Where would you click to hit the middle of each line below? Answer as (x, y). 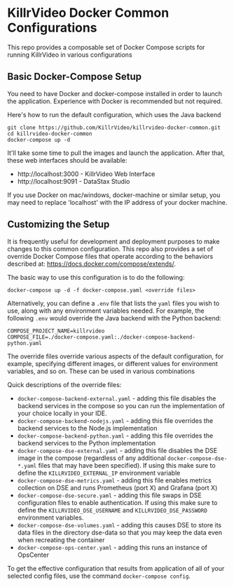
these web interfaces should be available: (67, 160)
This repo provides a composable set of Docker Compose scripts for (106, 47)
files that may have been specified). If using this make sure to (127, 465)
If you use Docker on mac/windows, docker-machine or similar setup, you (114, 195)
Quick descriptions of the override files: (64, 384)
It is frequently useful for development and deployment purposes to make (113, 241)
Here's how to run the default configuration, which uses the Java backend (114, 114)
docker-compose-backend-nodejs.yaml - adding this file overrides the (115, 420)
